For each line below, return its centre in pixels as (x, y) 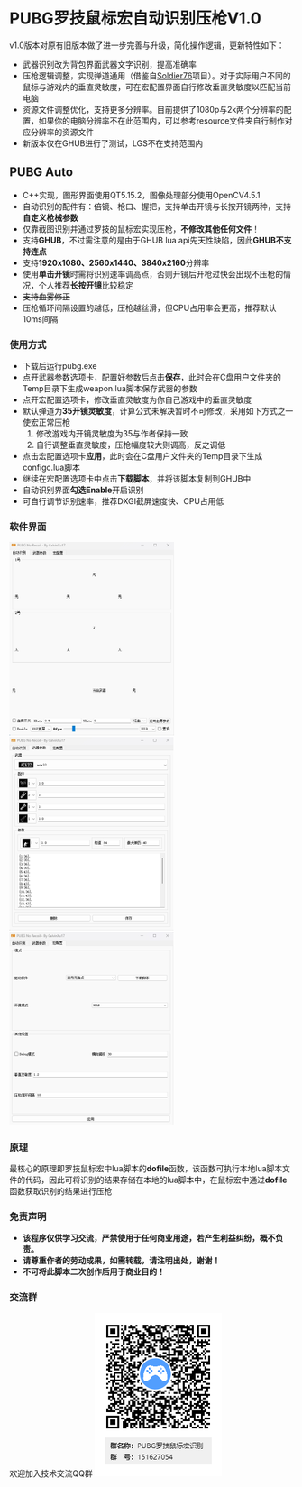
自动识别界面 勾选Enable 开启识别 (83, 490)
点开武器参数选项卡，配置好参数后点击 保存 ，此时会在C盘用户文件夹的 (152, 377)
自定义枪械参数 (50, 217)
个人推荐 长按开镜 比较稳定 (86, 285)
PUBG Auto (41, 172)
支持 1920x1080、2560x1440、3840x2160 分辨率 (116, 262)
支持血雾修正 (46, 296)
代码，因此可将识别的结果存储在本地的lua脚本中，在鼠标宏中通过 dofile (156, 1180)
